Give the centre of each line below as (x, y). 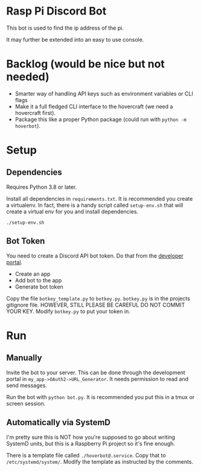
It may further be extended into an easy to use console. (75, 39)
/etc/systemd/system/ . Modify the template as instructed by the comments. (100, 461)
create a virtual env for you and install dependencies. (72, 211)
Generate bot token (39, 287)
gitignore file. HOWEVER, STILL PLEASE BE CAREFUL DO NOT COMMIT (96, 305)
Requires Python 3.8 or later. (42, 187)
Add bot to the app (38, 280)
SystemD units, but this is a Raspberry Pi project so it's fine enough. (91, 443)
